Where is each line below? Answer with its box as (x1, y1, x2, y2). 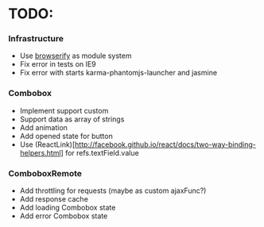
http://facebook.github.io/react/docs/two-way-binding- (74, 140, 256, 149)
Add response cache (19, 194, 89, 204)
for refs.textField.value (64, 148, 139, 157)
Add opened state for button (19, 131, 113, 140)
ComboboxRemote (8, 167, 82, 179)
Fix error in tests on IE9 (19, 60, 97, 69)
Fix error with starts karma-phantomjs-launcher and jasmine (19, 68, 217, 78)
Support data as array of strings (19, 114, 125, 124)
